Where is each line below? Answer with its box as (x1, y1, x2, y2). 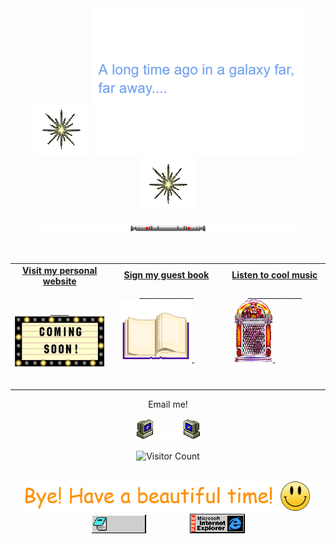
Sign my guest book (123, 268, 210, 281)
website (42, 275, 77, 287)
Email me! (148, 398, 188, 411)
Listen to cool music (231, 268, 318, 281)
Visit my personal (21, 264, 98, 276)
